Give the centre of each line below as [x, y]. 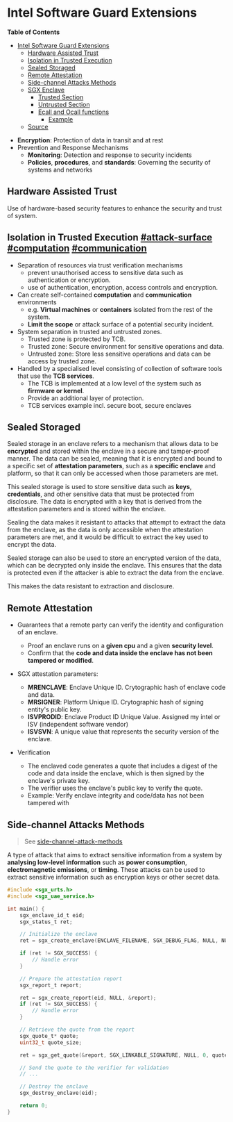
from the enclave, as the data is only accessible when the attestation [105, 530]
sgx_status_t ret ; [46, 922]
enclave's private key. [59, 781]
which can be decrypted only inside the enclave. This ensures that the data [115, 566]
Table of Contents [34, 32]
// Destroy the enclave [54, 1087]
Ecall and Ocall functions [74, 112]
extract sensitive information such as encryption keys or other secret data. [114, 877]
